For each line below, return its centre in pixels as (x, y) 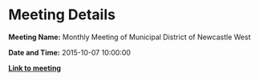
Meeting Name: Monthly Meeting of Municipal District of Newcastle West (129, 37)
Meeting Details (62, 15)
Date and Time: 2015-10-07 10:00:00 (69, 52)
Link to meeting (35, 68)
